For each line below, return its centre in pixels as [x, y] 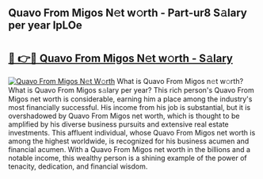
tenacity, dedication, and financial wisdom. [78, 166]
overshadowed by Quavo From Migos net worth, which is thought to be [124, 116]
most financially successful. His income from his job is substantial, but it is [130, 107]
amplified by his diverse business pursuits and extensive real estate [118, 124]
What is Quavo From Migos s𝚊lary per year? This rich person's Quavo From [131, 90]
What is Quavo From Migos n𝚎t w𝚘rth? [180, 81]
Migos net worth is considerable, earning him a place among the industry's [130, 99]
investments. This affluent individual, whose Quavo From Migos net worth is [132, 133]
